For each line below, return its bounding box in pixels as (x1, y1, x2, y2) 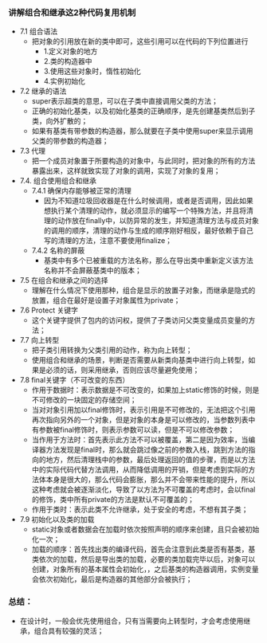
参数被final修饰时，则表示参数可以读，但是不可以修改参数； (38, 425, 235, 435)
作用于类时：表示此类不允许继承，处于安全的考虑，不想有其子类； (31, 504, 249, 515)
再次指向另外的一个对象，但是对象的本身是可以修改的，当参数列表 (31, 415, 249, 425)
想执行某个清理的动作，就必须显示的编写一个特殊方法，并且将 (43, 206, 247, 216)
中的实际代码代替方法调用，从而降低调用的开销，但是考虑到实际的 (31, 465, 249, 475)
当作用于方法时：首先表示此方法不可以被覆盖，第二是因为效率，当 (31, 435, 249, 445)
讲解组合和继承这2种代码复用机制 (8, 6, 136, 18)
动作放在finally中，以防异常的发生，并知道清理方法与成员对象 (57, 216, 259, 225)
